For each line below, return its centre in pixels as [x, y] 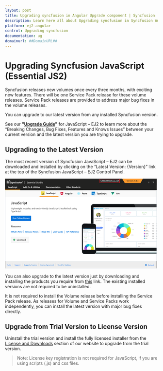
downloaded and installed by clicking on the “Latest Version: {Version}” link [81, 167]
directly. [13, 311]
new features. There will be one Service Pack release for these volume [76, 94]
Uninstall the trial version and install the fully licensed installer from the [76, 338]
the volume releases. [26, 105]
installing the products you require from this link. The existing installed [75, 281]
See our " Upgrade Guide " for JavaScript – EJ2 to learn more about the [76, 124]
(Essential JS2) [36, 76]
